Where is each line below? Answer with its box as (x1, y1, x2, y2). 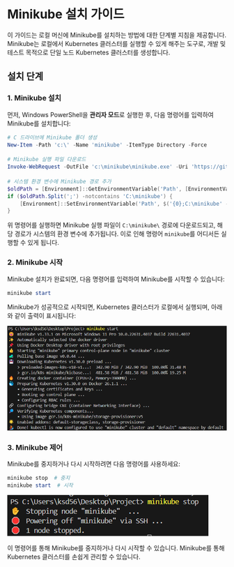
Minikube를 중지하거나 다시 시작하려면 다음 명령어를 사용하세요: (7, 460, 181, 468)
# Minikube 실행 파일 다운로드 (7, 156, 86, 163)
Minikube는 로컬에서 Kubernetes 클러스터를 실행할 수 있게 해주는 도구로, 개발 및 (7, 39, 226, 47)
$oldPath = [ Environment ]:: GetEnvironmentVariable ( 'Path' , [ (7, 186, 189, 192)
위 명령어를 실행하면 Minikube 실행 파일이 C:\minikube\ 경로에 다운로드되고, (7, 221, 216, 229)
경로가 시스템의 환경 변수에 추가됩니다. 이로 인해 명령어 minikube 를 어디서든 (14, 229, 220, 238)
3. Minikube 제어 (7, 443, 63, 453)
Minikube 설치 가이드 (7, 6, 125, 22)
